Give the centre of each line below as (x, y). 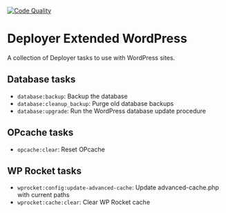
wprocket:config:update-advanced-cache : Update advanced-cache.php (118, 187)
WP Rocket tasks (44, 170)
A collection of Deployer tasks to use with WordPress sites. (91, 57)
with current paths (44, 195)
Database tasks (41, 80)
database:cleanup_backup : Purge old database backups (95, 103)
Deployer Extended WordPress (97, 39)
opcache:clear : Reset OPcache (61, 149)
